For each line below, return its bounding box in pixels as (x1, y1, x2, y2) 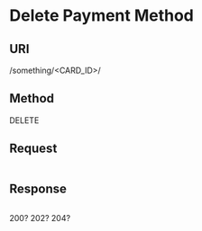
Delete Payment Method (9, 5, 194, 26)
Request (9, 141, 58, 156)
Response (9, 182, 68, 197)
